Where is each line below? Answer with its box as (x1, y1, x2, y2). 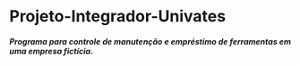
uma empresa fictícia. (9, 45, 94, 56)
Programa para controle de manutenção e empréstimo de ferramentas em (9, 36, 292, 46)
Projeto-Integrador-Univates (9, 6, 227, 27)
